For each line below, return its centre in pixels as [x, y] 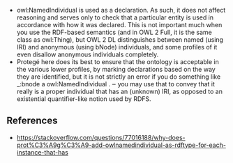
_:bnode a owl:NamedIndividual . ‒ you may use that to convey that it [116, 84]
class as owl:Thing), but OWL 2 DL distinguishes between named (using [120, 40]
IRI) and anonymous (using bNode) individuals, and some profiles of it [117, 47]
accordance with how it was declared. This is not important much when [119, 25]
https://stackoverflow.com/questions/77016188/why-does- [101, 137]
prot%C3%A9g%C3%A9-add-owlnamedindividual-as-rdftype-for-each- [121, 145]
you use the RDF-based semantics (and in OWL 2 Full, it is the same [114, 32]
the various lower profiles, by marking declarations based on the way [116, 69]
